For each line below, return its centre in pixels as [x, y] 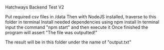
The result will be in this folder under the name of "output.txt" [68, 42]
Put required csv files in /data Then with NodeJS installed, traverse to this [81, 17]
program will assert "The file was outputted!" [51, 32]
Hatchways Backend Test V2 [35, 7]
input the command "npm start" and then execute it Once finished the [77, 27]
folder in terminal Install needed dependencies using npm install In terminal [82, 22]
